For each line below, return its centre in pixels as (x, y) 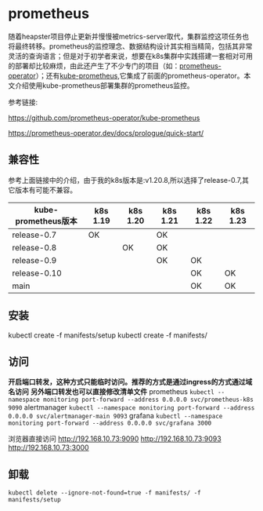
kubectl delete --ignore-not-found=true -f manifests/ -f (104, 493)
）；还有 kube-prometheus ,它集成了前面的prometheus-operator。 (140, 75)
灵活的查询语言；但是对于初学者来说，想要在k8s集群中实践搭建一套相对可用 (130, 56)
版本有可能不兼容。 (45, 190)
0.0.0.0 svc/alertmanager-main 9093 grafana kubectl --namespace (115, 416)
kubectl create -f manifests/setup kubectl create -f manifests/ (108, 335)
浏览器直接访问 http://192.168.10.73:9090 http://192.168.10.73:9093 (115, 439)
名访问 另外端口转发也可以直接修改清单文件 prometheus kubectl (112, 392)
